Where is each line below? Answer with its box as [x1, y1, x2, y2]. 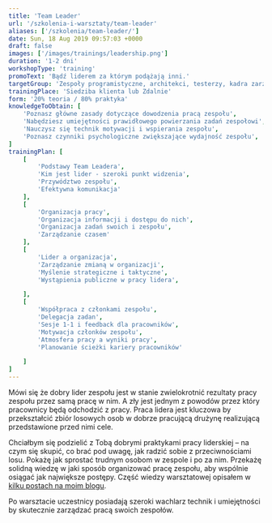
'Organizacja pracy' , [37, 208, 111, 216]
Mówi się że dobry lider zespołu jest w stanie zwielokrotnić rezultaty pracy [8, 388, 257, 397]
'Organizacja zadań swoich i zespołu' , [37, 223, 172, 231]
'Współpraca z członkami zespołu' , [37, 306, 158, 314]
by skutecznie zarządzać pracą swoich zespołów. [8, 505, 174, 515]
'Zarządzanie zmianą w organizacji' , [37, 260, 164, 268]
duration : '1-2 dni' [8, 58, 79, 66]
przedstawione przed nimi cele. [8, 422, 113, 431]
